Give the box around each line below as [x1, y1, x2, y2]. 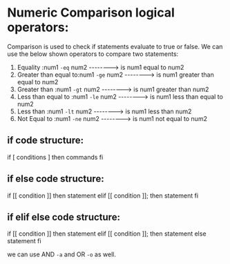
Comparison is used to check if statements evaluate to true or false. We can [7, 42, 223, 50]
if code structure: [7, 135, 84, 147]
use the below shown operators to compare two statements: [7, 50, 179, 58]
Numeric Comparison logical [7, 5, 175, 21]
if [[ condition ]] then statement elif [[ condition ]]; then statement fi [7, 191, 199, 200]
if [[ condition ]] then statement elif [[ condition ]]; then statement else [7, 229, 207, 238]
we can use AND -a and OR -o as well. [7, 250, 116, 258]
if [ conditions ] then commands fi [7, 153, 104, 161]
